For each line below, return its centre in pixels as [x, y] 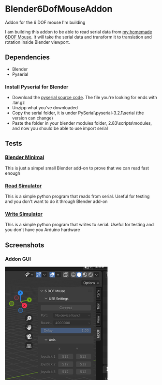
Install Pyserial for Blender [37, 87]
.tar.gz [18, 102]
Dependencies [27, 58]
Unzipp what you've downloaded [45, 108]
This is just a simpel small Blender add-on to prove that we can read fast [77, 168]
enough [13, 173]
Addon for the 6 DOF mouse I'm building [45, 22]
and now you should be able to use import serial [60, 128]
